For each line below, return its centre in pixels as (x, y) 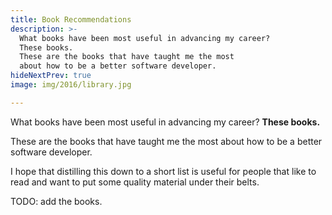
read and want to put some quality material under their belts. (135, 182)
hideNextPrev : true (51, 76)
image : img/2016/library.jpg (71, 85)
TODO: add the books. (56, 201)
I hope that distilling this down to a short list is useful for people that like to (163, 171)
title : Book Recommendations (71, 19)
